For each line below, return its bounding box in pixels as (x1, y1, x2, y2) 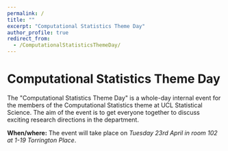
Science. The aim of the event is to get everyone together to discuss (7, 108, 200, 116)
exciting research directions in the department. (7, 115, 139, 124)
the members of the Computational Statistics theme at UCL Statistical (7, 100, 203, 109)
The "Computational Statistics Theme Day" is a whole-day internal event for (7, 94, 221, 102)
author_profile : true (7, 29, 69, 36)
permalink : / (7, 10, 45, 17)
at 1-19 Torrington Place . (7, 136, 77, 144)
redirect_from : (7, 36, 51, 42)
